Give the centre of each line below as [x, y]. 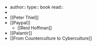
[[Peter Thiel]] [24, 17]
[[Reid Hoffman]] [35, 28]
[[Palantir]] [21, 33]
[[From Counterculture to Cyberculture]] [51, 38]
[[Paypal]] [20, 23]
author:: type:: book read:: [37, 7]
